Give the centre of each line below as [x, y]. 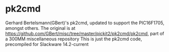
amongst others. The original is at [40, 28]
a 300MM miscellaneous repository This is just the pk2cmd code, [74, 39]
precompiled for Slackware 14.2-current [47, 44]
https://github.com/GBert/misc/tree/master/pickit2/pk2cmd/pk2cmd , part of [85, 33]
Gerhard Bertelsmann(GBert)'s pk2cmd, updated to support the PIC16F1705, [85, 23]
